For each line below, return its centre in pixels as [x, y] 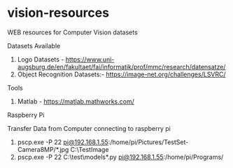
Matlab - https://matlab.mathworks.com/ [76, 101]
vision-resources [58, 13]
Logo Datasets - [41, 59]
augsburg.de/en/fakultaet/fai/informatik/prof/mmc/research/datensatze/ [121, 66]
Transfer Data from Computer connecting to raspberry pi [89, 128]
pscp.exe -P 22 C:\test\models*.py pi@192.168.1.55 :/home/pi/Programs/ [120, 157]
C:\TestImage [90, 149]
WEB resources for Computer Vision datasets [72, 32]
